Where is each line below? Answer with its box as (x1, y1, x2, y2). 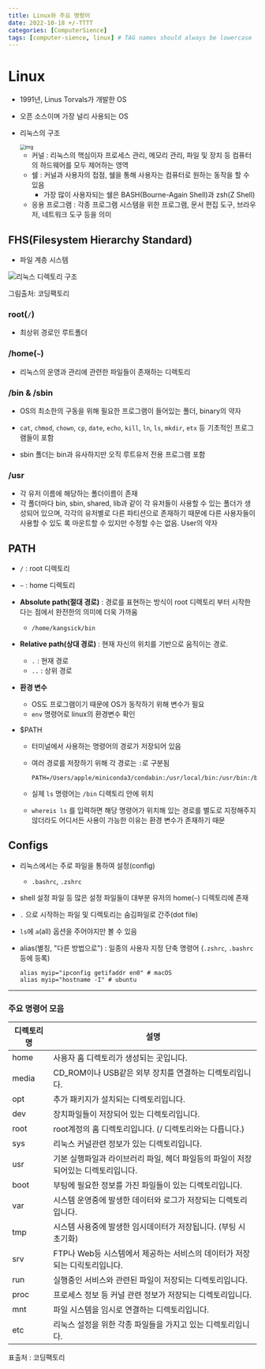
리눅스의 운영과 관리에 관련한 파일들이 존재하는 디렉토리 (19, 367, 191, 376)
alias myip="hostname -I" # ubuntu (19, 976, 137, 983)
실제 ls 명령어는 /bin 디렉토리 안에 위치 (31, 789, 154, 798)
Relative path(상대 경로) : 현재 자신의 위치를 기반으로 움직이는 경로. (19, 639, 229, 649)
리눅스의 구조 (19, 128, 61, 138)
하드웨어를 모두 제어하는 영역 (39, 160, 129, 170)
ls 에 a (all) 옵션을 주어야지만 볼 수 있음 (19, 926, 138, 936)
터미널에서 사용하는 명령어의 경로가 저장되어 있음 (31, 742, 181, 750)
